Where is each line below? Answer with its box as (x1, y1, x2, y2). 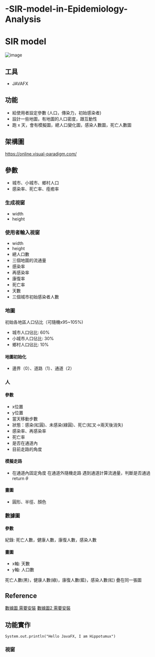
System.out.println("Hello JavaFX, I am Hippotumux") (5, 634, 116, 639)
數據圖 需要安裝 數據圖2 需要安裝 (5, 605, 71, 611)
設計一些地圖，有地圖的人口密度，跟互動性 (12, 116, 97, 122)
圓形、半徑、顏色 (12, 499, 46, 505)
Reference (5, 591, 37, 600)
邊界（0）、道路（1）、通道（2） (12, 365, 75, 371)
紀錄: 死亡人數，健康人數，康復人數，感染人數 (5, 537, 97, 543)
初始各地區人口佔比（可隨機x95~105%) (5, 319, 83, 325)
